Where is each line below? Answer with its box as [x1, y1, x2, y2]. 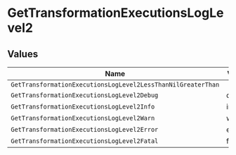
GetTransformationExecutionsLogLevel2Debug [11, 92, 159, 99]
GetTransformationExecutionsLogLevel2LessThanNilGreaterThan [11, 81, 220, 89]
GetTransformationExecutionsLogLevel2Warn [11, 114, 155, 122]
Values [7, 48, 39, 60]
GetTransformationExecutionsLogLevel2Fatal [11, 137, 159, 145]
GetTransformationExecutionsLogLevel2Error [11, 125, 159, 133]
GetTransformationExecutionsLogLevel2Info [11, 103, 155, 111]
